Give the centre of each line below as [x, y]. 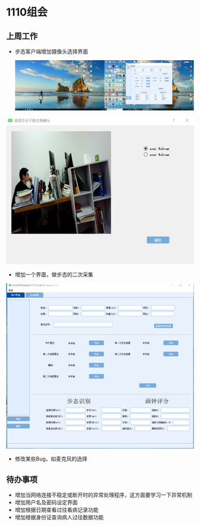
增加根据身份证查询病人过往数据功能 [59, 517]
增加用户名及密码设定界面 [46, 502]
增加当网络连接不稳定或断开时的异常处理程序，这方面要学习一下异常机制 [103, 495]
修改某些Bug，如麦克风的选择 [51, 459]
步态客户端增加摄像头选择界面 [51, 52]
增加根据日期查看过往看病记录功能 [57, 510]
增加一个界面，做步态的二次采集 [54, 275]
